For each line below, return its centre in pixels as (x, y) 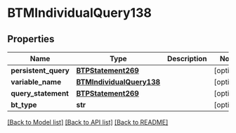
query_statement (40, 93)
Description (187, 59)
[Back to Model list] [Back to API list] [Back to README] (88, 122)
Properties (31, 39)
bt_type (24, 105)
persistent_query (40, 70)
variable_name (36, 82)
